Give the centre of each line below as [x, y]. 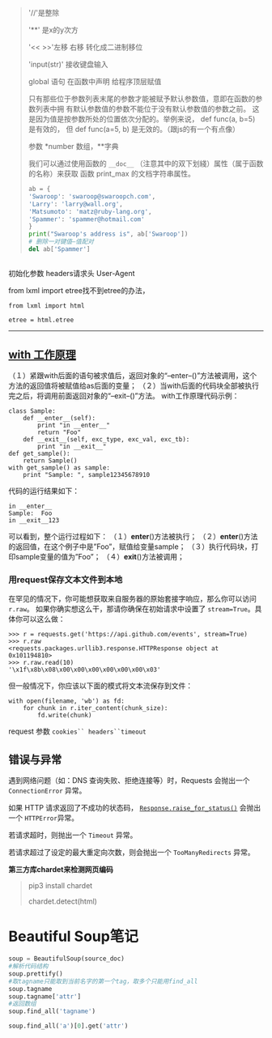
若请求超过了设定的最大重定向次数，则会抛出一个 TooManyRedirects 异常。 [132, 853]
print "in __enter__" [74, 425]
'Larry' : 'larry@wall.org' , [75, 204]
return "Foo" [59, 432]
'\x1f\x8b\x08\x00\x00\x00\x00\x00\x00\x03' [85, 670]
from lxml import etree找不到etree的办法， [79, 291]
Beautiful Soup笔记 [74, 936]
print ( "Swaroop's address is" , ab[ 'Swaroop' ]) [108, 234]
